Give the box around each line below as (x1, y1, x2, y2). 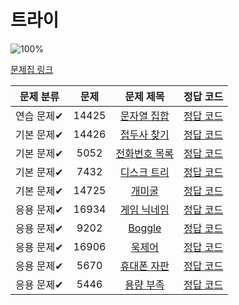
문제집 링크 (10, 63, 54, 75)
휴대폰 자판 (119, 259, 170, 273)
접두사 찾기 (119, 127, 170, 141)
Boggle (128, 221, 162, 235)
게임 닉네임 (119, 202, 170, 216)
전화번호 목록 (115, 146, 175, 160)
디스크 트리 (119, 165, 170, 179)
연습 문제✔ (15, 109, 64, 123)
